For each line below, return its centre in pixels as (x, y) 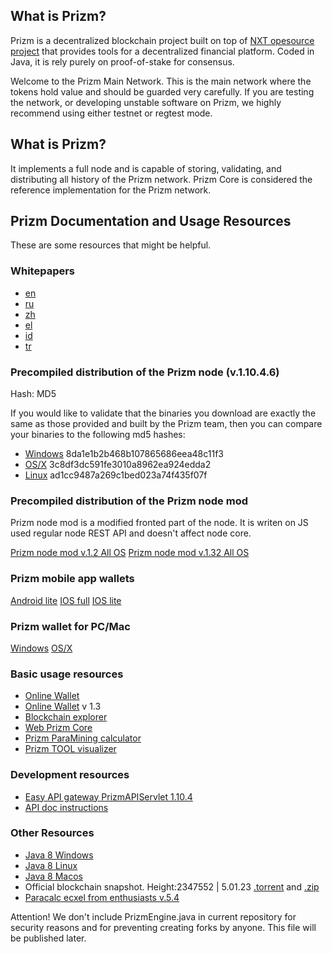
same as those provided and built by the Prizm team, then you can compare (166, 424)
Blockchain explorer (66, 717)
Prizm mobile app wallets (72, 579)
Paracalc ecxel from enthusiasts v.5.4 (102, 897)
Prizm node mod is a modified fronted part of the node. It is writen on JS (159, 523)
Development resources (70, 775)
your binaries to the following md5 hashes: (98, 435)
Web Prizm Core (58, 728)
